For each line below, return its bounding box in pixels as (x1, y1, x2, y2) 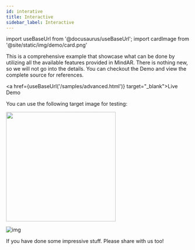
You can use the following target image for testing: (6, 100, 127, 107)
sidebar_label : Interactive (6, 19, 75, 25)
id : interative (6, 8, 43, 15)
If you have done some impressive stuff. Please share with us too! (6, 238, 164, 245)
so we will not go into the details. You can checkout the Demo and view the (6, 65, 187, 72)
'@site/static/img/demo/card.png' (6, 41, 88, 48)
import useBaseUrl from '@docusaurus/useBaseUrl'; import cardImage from (6, 36, 190, 43)
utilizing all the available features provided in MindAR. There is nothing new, (6, 59, 188, 66)
